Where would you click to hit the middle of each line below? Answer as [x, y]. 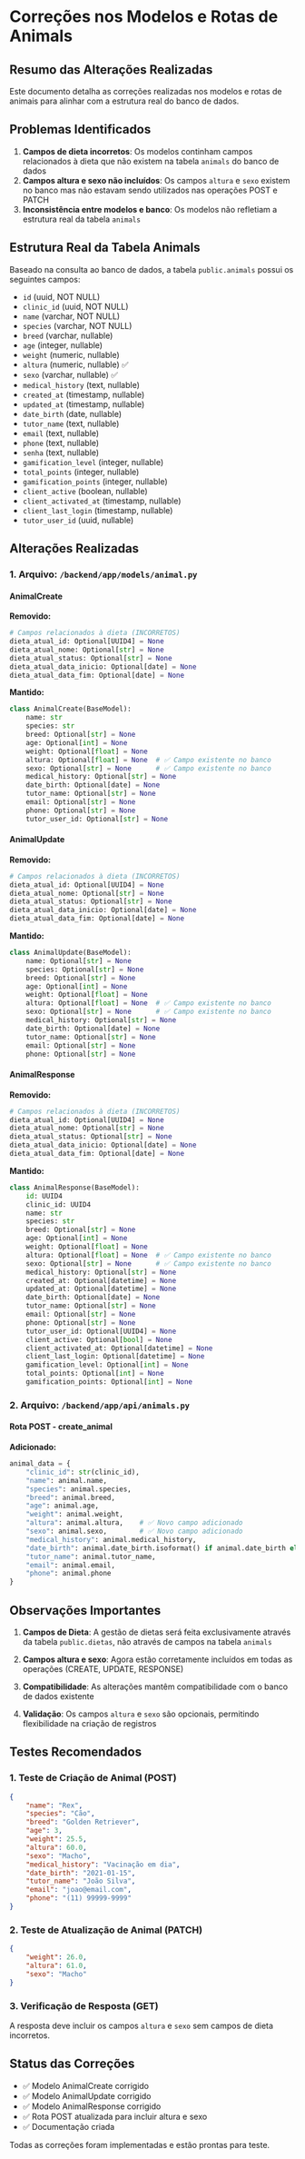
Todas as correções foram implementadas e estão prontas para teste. [140, 2144]
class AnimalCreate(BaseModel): [70, 709]
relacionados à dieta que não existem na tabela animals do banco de [151, 161]
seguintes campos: [45, 279]
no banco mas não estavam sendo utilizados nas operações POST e [150, 190]
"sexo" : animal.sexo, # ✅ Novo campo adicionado [134, 1532]
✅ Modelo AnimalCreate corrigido [86, 2085]
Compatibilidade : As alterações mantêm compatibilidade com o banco [155, 1686]
